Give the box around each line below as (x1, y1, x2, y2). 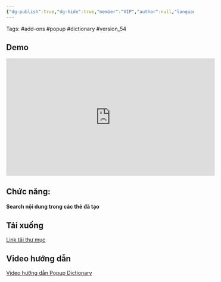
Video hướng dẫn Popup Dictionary (6, 269, 92, 277)
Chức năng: (6, 186, 51, 197)
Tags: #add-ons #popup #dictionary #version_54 (6, 25, 127, 32)
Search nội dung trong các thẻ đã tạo (6, 203, 99, 210)
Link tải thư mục (6, 236, 46, 243)
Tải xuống (6, 220, 43, 230)
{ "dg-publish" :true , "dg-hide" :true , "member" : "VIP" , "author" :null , (6, 8, 175, 15)
